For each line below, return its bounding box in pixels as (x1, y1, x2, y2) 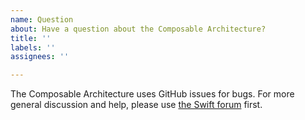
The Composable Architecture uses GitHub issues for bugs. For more (10, 88, 295, 100)
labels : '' (10, 42, 56, 53)
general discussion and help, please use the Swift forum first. (10, 99, 263, 111)
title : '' (10, 33, 52, 43)
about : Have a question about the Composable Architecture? (10, 24, 267, 34)
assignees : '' (10, 52, 70, 62)
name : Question (10, 14, 74, 25)
